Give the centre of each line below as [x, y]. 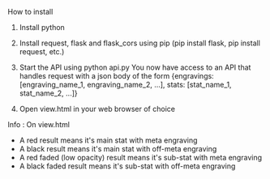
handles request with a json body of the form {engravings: [116, 76]
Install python [42, 27]
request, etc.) [42, 51]
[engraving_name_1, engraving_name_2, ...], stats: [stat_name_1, [125, 85]
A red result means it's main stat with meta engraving [108, 140]
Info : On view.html [39, 124]
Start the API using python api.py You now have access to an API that [135, 67]
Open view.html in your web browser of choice [97, 109]
